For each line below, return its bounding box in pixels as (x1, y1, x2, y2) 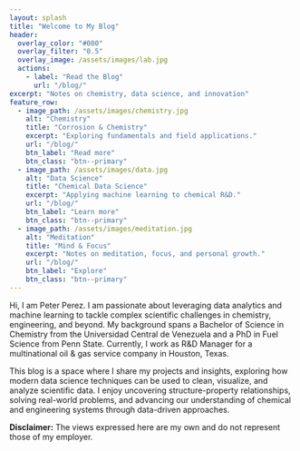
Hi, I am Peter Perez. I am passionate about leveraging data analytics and (9, 299, 283, 310)
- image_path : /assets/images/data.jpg (17, 165, 169, 174)
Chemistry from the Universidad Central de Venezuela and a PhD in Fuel (9, 328, 279, 339)
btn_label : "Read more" (25, 148, 116, 157)
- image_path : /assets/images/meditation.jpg (17, 224, 193, 233)
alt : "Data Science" (25, 173, 103, 182)
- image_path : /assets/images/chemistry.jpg (17, 106, 189, 115)
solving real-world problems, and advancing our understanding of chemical (9, 394, 292, 405)
